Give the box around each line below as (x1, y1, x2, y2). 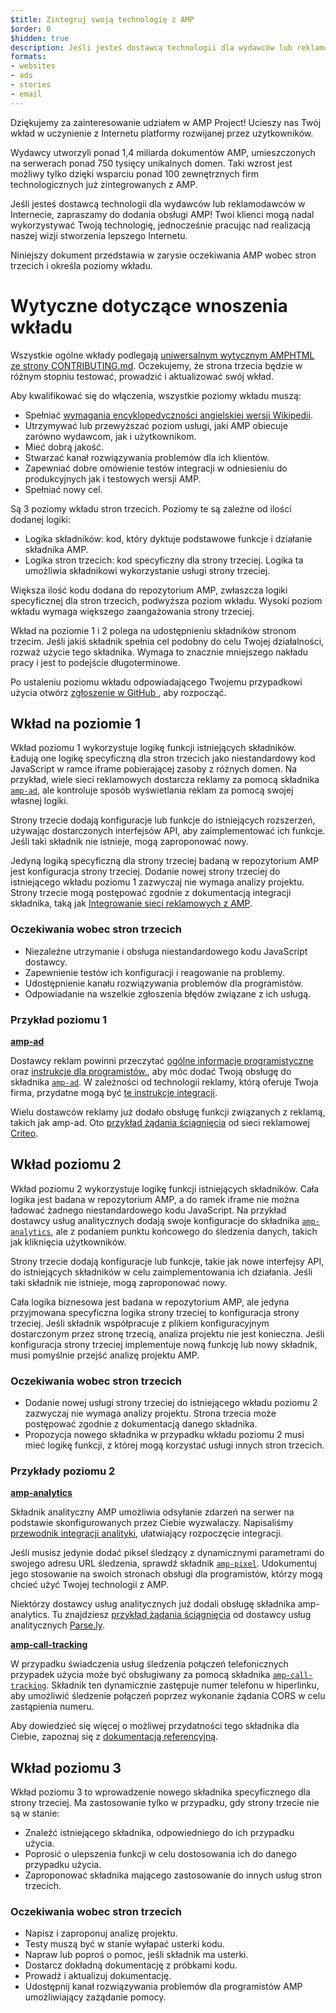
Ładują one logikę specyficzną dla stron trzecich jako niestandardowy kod (10, 752, 316, 765)
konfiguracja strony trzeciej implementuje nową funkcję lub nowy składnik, (10, 1338, 318, 1350)
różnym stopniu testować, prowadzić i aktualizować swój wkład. (10, 370, 274, 382)
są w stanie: (10, 1807, 60, 1820)
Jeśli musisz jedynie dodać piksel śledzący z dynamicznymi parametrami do (10, 1547, 325, 1559)
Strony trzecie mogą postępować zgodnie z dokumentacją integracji (10, 887, 292, 899)
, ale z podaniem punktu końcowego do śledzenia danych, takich (50, 1225, 318, 1237)
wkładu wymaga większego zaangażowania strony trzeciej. (10, 605, 255, 617)
